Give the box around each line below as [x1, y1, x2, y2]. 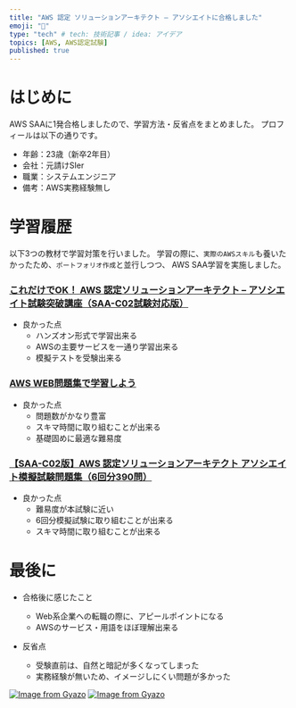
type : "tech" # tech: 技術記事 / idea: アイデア [9, 29, 183, 38]
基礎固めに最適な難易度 [35, 432, 122, 443]
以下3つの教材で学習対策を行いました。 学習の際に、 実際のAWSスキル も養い [9, 248, 279, 259]
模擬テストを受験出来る [35, 353, 122, 363]
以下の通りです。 [39, 130, 103, 141]
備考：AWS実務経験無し [21, 182, 111, 193]
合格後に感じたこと [21, 591, 94, 603]
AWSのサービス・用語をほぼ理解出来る [35, 621, 179, 632]
